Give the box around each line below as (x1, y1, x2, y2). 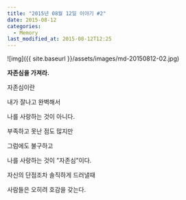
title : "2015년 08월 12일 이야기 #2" (7, 10, 106, 17)
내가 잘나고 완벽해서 (7, 98, 60, 107)
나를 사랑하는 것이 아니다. (7, 113, 75, 121)
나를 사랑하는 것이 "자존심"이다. (7, 156, 92, 165)
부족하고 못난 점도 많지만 (7, 127, 73, 135)
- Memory (13, 29, 38, 36)
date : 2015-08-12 (7, 16, 57, 23)
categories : (7, 23, 41, 30)
